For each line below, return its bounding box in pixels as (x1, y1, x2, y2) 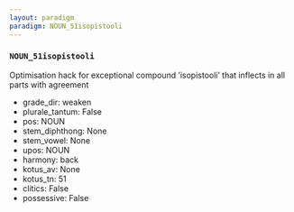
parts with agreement (9, 78, 89, 90)
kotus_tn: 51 (22, 173, 68, 184)
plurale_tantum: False (22, 106, 102, 117)
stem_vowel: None (22, 134, 91, 145)
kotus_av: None (22, 163, 81, 174)
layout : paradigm (9, 13, 75, 23)
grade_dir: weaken (22, 97, 92, 107)
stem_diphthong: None (22, 125, 107, 136)
